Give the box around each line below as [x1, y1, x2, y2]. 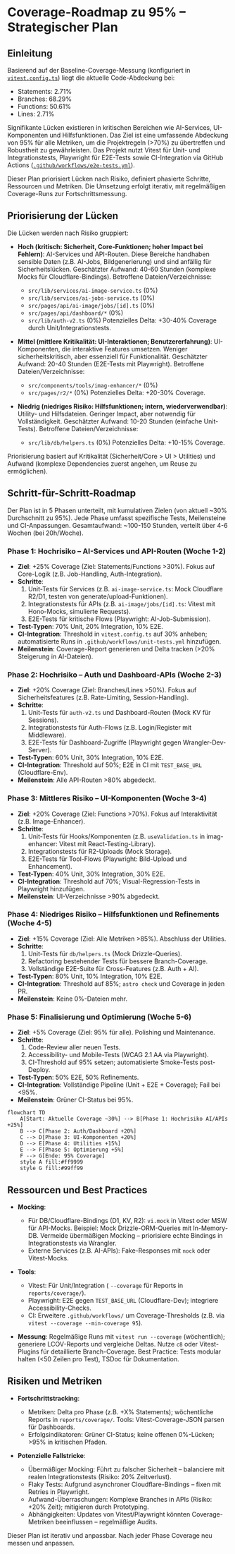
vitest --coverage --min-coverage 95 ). [27, 1318, 143, 1327]
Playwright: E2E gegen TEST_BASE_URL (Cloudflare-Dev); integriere [27, 1296, 219, 1304]
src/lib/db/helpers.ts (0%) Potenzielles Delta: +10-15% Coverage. [27, 438, 225, 447]
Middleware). [27, 731, 67, 740]
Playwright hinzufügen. [17, 884, 85, 893]
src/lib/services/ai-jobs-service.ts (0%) [27, 294, 155, 302]
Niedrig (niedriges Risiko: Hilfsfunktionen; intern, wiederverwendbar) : [17, 402, 228, 410]
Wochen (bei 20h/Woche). [7, 529, 84, 537]
